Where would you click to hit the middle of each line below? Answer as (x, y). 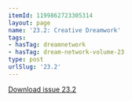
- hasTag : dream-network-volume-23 (66, 52)
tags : (17, 37)
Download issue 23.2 (42, 89)
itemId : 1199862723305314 (50, 15)
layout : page (29, 23)
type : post (26, 60)
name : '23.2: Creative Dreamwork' (65, 30)
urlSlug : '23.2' (35, 67)
